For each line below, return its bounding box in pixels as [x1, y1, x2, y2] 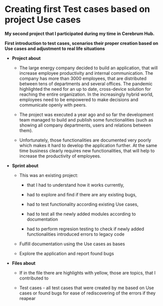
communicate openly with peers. [19, 102, 87, 108]
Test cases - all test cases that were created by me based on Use [19, 285, 154, 291]
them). [19, 127, 33, 133]
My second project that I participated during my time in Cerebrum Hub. [4, 30, 155, 36]
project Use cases [4, 14, 81, 25]
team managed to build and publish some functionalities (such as [19, 117, 154, 123]
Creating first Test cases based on [4, 3, 151, 15]
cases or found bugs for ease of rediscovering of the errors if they [19, 290, 156, 296]
